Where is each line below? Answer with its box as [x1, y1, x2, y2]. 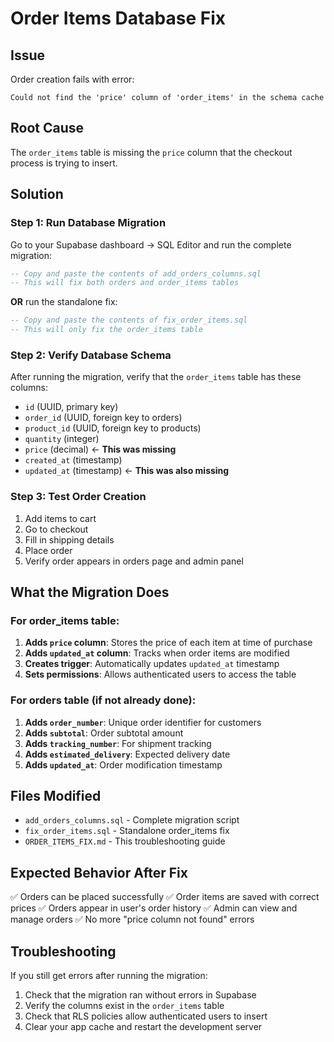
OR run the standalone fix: [10, 296, 118, 308]
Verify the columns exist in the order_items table [24, 1000, 225, 1012]
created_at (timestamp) [24, 454, 123, 466]
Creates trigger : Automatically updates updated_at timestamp [24, 658, 280, 670]
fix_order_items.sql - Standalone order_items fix [24, 825, 230, 837]
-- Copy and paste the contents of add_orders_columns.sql [10, 268, 262, 279]
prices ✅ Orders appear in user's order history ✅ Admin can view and [10, 902, 298, 914]
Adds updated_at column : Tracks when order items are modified [24, 647, 290, 659]
